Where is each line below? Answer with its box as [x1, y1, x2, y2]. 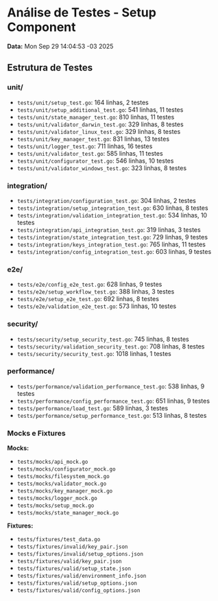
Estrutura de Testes [7, 62, 93, 73]
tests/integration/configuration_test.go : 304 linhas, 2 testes [16, 196, 197, 204]
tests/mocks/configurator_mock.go [16, 466, 116, 473]
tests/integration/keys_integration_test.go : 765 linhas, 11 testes [16, 240, 206, 248]
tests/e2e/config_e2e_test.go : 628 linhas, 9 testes [16, 280, 162, 289]
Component [7, 19, 77, 35]
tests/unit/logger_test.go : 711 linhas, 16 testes [16, 142, 153, 150]
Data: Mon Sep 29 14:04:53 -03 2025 [7, 42, 114, 50]
